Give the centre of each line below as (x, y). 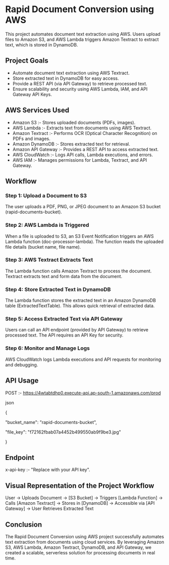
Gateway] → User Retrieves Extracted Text (49, 508)
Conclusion (24, 524)
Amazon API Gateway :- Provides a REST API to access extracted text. (86, 149)
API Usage (22, 381)
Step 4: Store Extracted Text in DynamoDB (58, 289)
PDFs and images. (31, 138)
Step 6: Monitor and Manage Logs (47, 348)
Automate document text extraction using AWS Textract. (71, 73)
